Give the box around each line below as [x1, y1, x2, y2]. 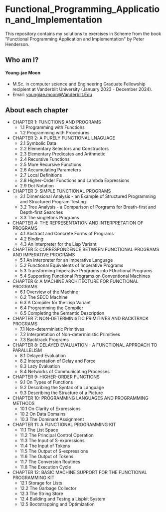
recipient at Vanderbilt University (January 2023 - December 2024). [12, 86, 153, 92]
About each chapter [5, 106, 69, 114]
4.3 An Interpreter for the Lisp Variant [19, 241, 97, 247]
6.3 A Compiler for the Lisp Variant [19, 300, 91, 306]
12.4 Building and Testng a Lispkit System [19, 496, 106, 502]
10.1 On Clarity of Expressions [19, 406, 81, 412]
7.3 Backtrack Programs [19, 337, 69, 343]
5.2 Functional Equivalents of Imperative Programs [19, 262, 124, 268]
